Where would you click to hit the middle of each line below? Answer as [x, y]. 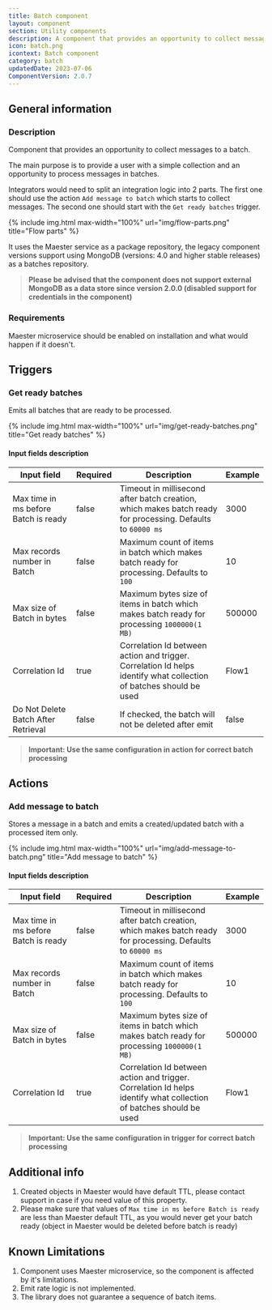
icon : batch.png [36, 46]
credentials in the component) [80, 297]
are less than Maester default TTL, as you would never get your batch [136, 1218]
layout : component [39, 23]
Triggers [30, 370]
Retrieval [29, 729]
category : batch [36, 62]
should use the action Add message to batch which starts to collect [119, 198]
